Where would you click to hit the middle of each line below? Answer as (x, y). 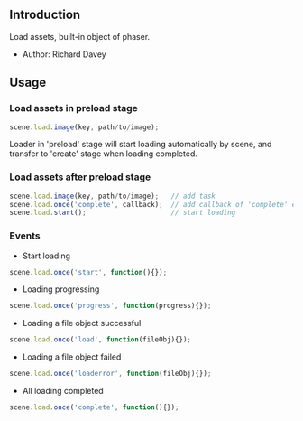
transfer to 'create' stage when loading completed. (104, 154)
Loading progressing (61, 289)
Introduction (45, 15)
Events (25, 236)
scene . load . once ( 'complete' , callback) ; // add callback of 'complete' (149, 204)
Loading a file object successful (82, 323)
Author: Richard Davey (64, 54)
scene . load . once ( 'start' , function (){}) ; (88, 272)
